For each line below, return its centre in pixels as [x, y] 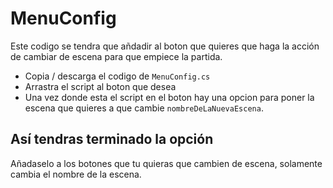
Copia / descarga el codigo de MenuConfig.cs [117, 76]
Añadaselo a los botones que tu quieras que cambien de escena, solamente [166, 163]
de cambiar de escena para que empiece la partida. [116, 56]
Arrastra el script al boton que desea [100, 86]
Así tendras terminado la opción [112, 139]
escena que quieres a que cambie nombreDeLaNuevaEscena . [144, 108]
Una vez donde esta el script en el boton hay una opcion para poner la [169, 97]
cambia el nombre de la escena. [76, 174]
